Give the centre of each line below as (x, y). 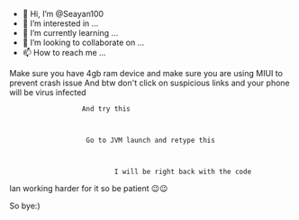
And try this (106, 109)
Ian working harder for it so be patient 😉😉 (89, 188)
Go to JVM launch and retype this (151, 140)
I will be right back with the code (183, 172)
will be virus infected (48, 92)
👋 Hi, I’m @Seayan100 (63, 14)
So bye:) (25, 206)
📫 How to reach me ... (64, 53)
